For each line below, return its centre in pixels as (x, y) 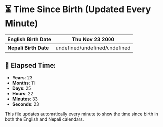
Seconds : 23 (26, 104)
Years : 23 (22, 77)
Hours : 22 (23, 93)
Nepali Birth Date (28, 48)
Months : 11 (24, 83)
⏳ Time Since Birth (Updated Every (78, 10)
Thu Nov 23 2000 (93, 39)
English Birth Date (29, 39)
